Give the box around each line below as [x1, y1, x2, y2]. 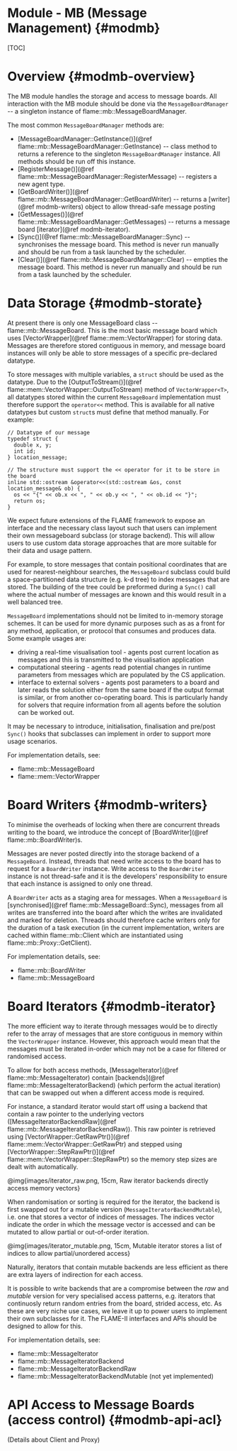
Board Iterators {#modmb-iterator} [7, 998, 216, 1014]
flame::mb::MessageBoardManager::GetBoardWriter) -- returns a [17, 195, 207, 203]
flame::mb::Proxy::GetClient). [7, 938, 92, 947]
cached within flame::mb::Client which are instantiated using [7, 931, 184, 939]
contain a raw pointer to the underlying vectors [7, 1110, 144, 1118]
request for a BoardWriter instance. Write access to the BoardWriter [7, 864, 204, 872]
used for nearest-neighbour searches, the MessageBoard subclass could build [7, 567, 231, 576]
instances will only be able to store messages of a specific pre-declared [7, 349, 217, 357]
